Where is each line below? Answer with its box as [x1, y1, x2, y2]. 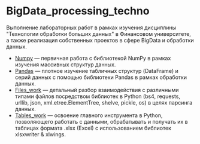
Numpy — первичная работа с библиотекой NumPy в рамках [14, 54, 171, 62]
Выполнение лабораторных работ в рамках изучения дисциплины [6, 24, 177, 31]
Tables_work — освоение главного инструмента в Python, [14, 112, 163, 119]
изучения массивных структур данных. [14, 61, 116, 68]
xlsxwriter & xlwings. [14, 130, 66, 138]
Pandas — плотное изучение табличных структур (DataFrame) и [14, 67, 178, 74]
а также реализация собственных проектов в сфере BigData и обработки [6, 36, 195, 44]
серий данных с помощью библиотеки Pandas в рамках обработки [14, 73, 187, 81]
